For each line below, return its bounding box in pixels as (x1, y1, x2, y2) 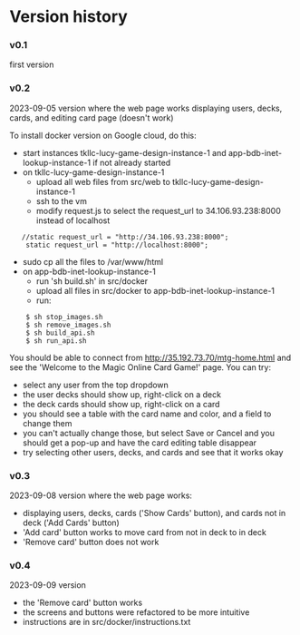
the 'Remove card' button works (22, 597, 143, 609)
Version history (9, 6, 129, 27)
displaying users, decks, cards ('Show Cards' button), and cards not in (22, 508, 286, 519)
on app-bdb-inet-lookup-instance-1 (22, 266, 156, 277)
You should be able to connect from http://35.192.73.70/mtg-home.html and (9, 352, 292, 363)
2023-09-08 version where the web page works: (9, 490, 193, 501)
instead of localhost (35, 215, 111, 226)
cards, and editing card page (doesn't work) (9, 112, 174, 123)
